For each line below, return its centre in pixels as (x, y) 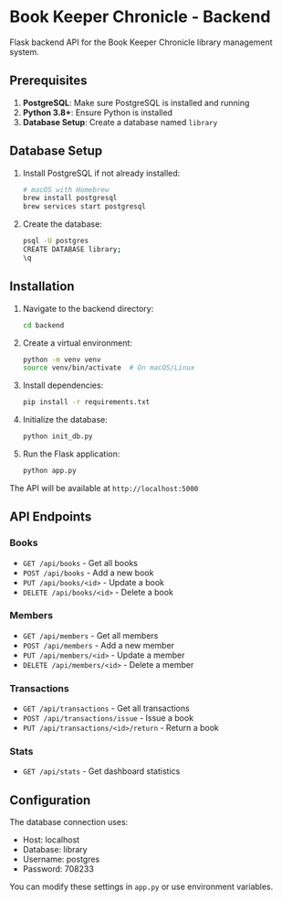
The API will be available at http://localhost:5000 (104, 488)
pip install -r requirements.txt (86, 402)
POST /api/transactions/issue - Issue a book (108, 718)
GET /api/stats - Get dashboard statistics (101, 771)
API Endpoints (51, 517)
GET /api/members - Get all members (90, 635)
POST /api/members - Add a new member (99, 645)
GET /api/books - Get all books (80, 563)
